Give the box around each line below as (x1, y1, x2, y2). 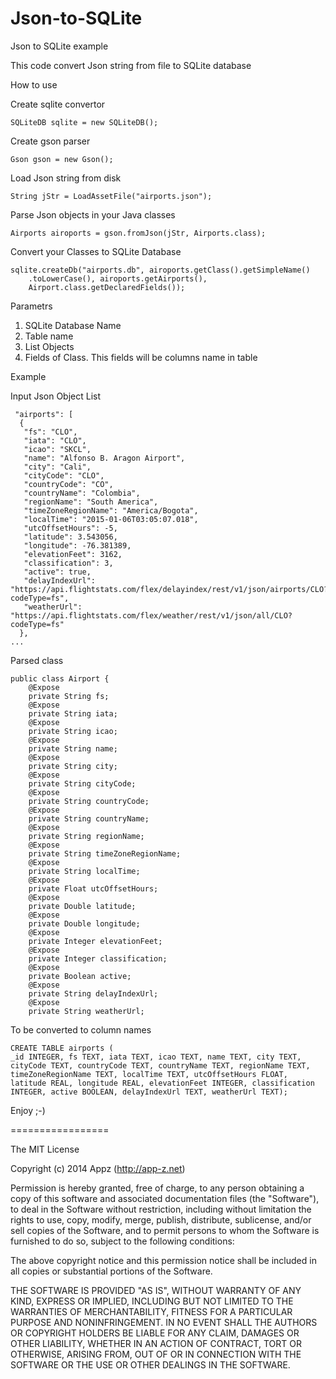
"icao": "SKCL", (23, 444, 92, 454)
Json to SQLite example (10, 40, 109, 52)
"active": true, (23, 567, 92, 577)
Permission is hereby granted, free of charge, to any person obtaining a (10, 1182, 305, 1194)
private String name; (28, 743, 118, 754)
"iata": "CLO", (23, 435, 87, 446)
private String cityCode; (28, 778, 137, 789)
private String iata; (28, 708, 118, 719)
